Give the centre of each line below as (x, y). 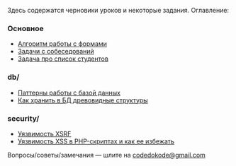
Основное (26, 28)
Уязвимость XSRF (44, 134)
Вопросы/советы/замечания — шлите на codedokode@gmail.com (106, 155)
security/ (23, 118)
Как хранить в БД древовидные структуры (83, 100)
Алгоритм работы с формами (62, 44)
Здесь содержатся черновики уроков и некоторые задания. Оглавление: (118, 10)
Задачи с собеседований (56, 52)
